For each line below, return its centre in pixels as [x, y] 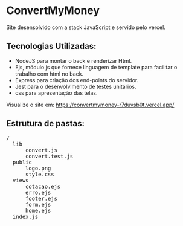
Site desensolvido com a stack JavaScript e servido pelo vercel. [86, 27]
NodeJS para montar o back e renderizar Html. [73, 60]
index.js [25, 216]
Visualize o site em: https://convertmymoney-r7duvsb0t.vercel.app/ [90, 105]
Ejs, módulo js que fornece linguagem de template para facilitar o [96, 67]
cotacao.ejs [43, 186]
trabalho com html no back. [49, 74]
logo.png [38, 168]
